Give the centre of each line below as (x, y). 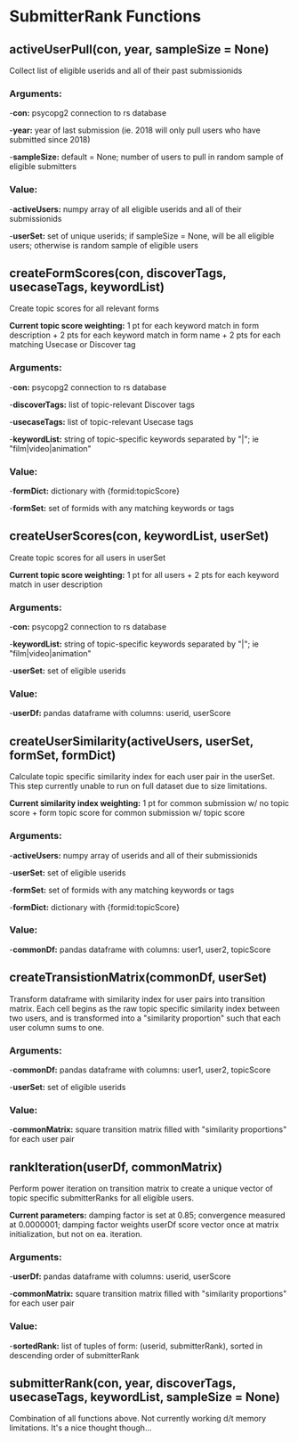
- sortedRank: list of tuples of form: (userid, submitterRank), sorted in (136, 1346)
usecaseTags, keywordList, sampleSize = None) (145, 1397)
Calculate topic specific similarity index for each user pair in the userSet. (142, 777)
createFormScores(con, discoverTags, (118, 273)
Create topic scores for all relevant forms (85, 308)
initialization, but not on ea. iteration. (76, 1234)
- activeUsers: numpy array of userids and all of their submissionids (133, 855)
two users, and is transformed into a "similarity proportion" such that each (145, 1018)
